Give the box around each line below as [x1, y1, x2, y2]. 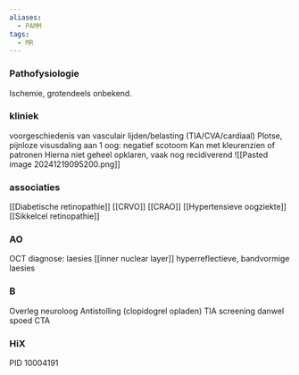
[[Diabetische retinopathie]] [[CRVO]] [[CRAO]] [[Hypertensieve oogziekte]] [9, 202, 287, 212]
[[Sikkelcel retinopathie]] [9, 211, 100, 221]
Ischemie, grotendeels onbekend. [9, 87, 132, 98]
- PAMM [17, 21, 42, 30]
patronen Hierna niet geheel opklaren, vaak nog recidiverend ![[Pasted [9, 149, 269, 160]
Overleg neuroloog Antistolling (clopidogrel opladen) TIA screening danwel [9, 305, 285, 316]
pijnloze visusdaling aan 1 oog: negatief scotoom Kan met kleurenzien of [9, 139, 275, 150]
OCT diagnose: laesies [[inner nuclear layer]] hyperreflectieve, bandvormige [9, 254, 290, 264]
